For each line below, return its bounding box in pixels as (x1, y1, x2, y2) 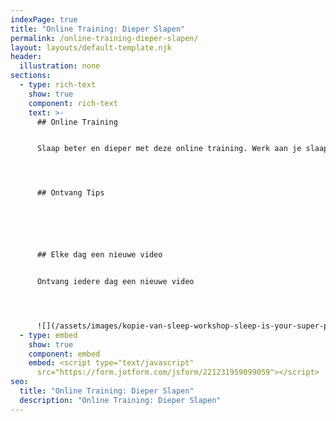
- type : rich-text (19, 80, 97, 90)
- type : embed (19, 330, 78, 340)
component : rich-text (28, 98, 118, 108)
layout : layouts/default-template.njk (10, 42, 172, 53)
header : (10, 52, 43, 62)
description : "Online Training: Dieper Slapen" (19, 395, 222, 405)
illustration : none (19, 61, 101, 71)
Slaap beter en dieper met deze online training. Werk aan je (36, 144, 302, 154)
